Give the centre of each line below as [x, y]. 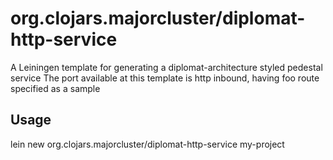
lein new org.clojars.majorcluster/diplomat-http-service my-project [147, 144]
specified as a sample [55, 88]
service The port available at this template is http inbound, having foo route [165, 78]
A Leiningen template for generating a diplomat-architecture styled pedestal [166, 67]
